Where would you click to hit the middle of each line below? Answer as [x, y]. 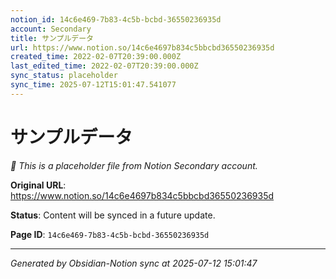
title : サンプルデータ [52, 38]
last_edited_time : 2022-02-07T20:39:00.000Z [104, 66]
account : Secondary [51, 29]
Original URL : [38, 185]
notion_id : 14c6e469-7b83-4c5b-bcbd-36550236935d [116, 19]
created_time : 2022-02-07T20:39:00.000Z [96, 57]
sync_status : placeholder [64, 76]
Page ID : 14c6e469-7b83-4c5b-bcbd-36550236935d [110, 234]
